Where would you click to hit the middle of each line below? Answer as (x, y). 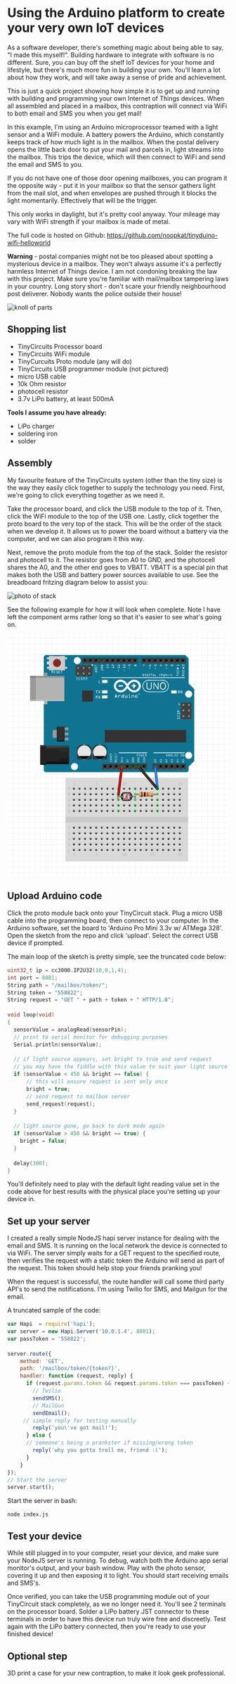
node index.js (28, 1514)
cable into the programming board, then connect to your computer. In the (113, 920)
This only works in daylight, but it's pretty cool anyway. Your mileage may (114, 214)
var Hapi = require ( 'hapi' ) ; (52, 1324)
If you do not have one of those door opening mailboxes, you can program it (117, 178)
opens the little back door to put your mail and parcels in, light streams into (116, 149)
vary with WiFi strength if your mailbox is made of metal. (89, 221)
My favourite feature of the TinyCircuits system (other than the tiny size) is (115, 480)
